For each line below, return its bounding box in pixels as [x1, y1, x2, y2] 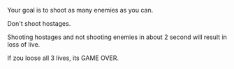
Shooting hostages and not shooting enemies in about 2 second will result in [7, 33, 227, 41]
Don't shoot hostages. [7, 20, 71, 27]
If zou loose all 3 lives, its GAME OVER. [7, 54, 119, 62]
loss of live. [7, 40, 41, 48]
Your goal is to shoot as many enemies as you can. [7, 6, 154, 14]
